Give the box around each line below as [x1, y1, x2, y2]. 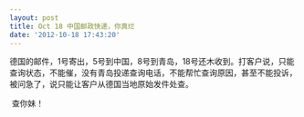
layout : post [9, 13, 59, 23]
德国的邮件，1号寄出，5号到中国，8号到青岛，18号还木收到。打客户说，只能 [9, 56, 295, 67]
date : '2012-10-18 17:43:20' [9, 30, 121, 39]
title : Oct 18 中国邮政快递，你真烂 [9, 22, 135, 31]
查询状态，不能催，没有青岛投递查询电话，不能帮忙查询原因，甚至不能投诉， [9, 67, 298, 78]
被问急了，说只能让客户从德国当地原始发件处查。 [9, 79, 194, 90]
